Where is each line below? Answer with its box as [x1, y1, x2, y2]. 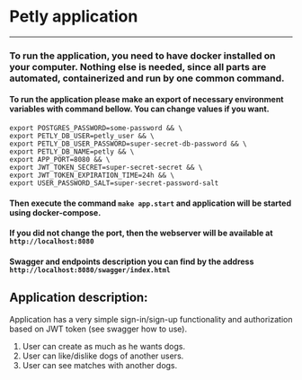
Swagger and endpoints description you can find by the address [9, 256, 254, 267]
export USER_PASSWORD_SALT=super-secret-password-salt [9, 179, 219, 188]
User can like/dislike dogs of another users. [22, 350, 184, 361]
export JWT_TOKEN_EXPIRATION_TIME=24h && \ [9, 171, 175, 181]
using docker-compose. [9, 207, 102, 217]
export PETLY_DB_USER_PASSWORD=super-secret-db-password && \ [9, 139, 247, 149]
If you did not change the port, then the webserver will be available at [9, 227, 273, 239]
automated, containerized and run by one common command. [9, 72, 285, 84]
